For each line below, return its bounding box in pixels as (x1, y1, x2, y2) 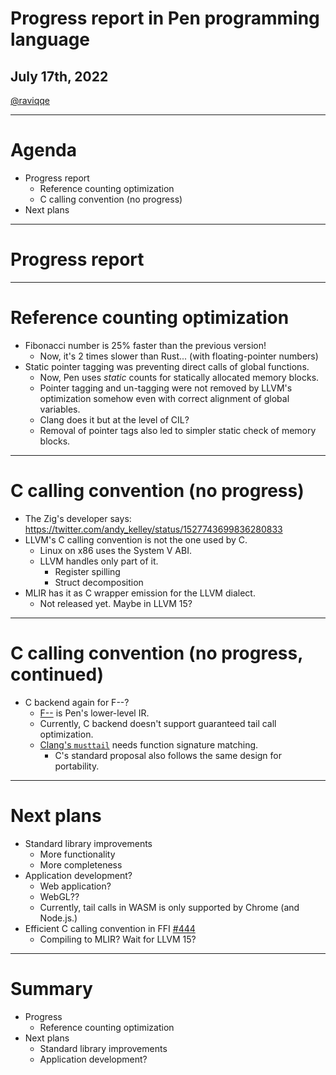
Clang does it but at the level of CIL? (39, 413, 190, 426)
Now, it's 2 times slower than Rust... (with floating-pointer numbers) (39, 350, 319, 362)
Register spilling (54, 565, 121, 577)
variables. (39, 403, 81, 415)
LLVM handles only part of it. (39, 555, 159, 567)
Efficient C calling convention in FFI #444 (24, 922, 196, 934)
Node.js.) (39, 912, 78, 924)
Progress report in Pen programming (10, 7, 320, 30)
